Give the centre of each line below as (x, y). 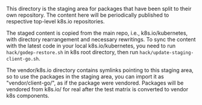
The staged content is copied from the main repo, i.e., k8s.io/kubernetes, (97, 33)
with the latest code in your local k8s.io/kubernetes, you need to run (91, 46)
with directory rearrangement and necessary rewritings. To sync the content (101, 39)
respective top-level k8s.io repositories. (55, 21)
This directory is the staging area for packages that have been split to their (99, 9)
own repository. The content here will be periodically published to (88, 15)
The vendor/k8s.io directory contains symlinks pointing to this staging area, (100, 70)
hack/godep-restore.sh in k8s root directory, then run (72, 52)
